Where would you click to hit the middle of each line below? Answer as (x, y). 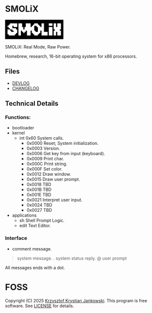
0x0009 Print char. (45, 159)
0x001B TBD (39, 189)
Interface (16, 238)
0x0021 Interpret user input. (54, 200)
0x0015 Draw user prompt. (53, 179)
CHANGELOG (26, 88)
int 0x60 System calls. (42, 138)
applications (24, 215)
